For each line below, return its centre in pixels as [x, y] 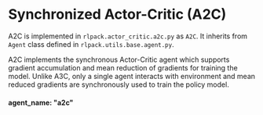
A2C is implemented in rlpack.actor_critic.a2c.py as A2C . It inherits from [128, 36]
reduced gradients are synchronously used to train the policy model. [119, 84]
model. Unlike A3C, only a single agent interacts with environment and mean [132, 76]
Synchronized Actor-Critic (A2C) [117, 14]
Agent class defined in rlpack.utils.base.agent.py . [91, 44]
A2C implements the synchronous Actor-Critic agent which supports [119, 59]
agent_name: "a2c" [41, 102]
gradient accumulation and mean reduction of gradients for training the [123, 67]
